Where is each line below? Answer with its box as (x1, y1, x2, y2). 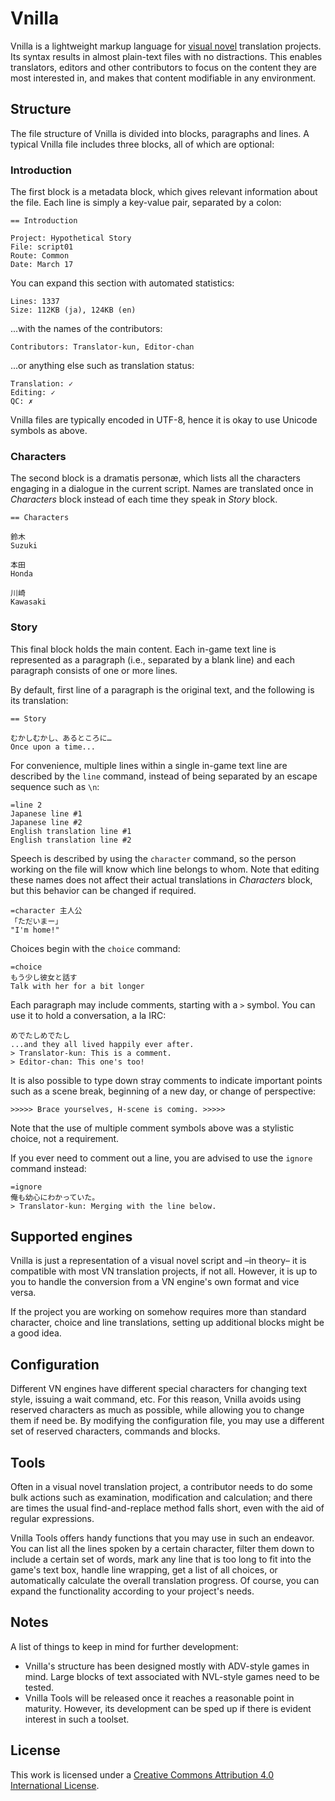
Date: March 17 (10, 260, 74, 270)
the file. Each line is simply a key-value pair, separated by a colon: (10, 197, 282, 209)
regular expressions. (10, 1513, 95, 1525)
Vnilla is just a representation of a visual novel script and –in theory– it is (10, 1255, 307, 1267)
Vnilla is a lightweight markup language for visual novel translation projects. (10, 40, 322, 52)
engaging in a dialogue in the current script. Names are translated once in (10, 483, 314, 495)
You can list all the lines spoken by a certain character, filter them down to (10, 1543, 315, 1555)
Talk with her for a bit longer (10, 981, 145, 991)
